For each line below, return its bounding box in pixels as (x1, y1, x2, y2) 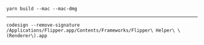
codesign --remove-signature (6, 22, 80, 28)
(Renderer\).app (6, 33, 47, 39)
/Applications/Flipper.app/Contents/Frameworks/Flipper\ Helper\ (6, 27, 175, 33)
